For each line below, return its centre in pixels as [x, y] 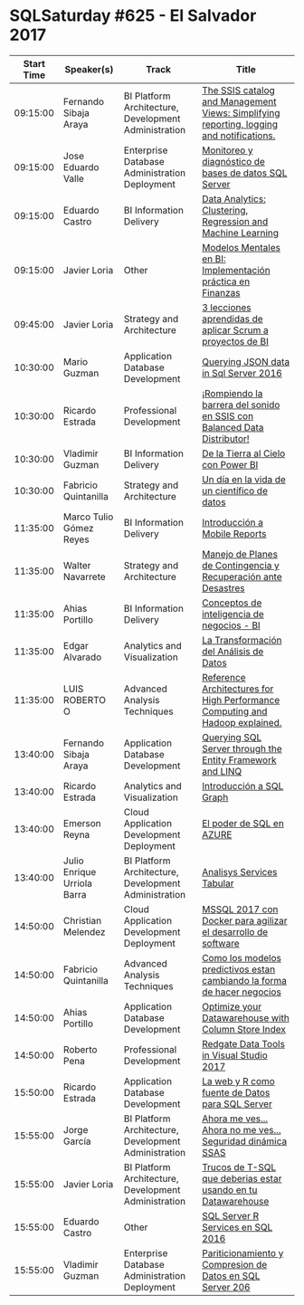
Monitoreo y [228, 150]
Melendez [84, 931]
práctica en [226, 281]
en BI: [214, 259]
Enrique [80, 872]
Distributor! [226, 438]
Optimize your [232, 1006]
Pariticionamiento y [243, 1253]
